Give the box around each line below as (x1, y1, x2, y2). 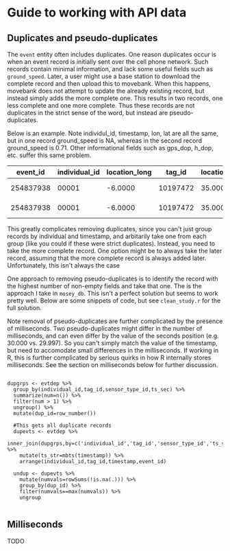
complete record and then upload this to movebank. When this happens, (7, 80, 211, 87)
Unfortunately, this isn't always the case (7, 261, 120, 269)
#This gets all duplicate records (13, 422, 112, 429)
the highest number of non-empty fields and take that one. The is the (7, 282, 202, 290)
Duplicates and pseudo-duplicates (7, 32, 158, 44)
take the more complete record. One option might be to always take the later (7, 247, 222, 255)
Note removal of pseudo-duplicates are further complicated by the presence (7, 317, 223, 325)
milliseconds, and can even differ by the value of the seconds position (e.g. (7, 331, 219, 340)
